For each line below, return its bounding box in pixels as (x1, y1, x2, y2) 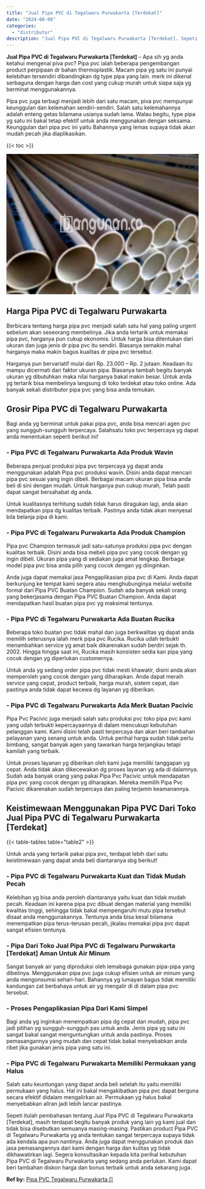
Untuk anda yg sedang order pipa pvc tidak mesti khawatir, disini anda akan (6, 666, 196, 674)
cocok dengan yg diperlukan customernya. (6, 655, 114, 662)
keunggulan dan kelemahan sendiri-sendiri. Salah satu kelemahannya (6, 104, 181, 111)
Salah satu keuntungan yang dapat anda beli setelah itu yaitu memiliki (6, 1081, 181, 1088)
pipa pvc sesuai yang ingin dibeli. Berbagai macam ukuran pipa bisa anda (6, 475, 191, 482)
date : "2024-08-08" (6, 16, 56, 23)
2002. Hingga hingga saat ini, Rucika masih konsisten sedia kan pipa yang (6, 648, 193, 655)
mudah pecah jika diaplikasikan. (6, 130, 87, 138)
